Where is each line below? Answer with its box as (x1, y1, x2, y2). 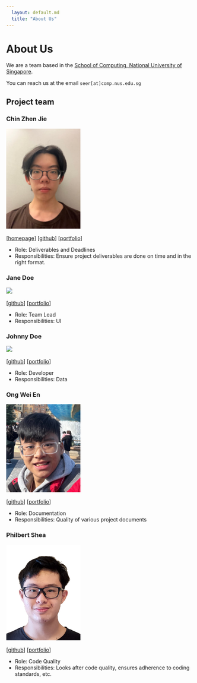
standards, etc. (14, 670, 52, 677)
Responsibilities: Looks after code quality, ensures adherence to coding (14, 664, 190, 671)
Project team (6, 97, 55, 107)
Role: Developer (14, 369, 55, 377)
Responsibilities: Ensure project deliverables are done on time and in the (14, 252, 192, 260)
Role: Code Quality (14, 657, 61, 665)
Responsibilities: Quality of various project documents (14, 516, 147, 523)
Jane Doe (6, 274, 34, 282)
